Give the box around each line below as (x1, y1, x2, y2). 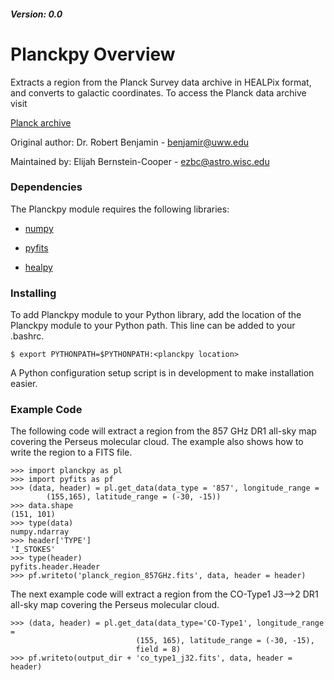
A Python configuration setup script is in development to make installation (10, 367, 315, 379)
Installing (10, 286, 57, 300)
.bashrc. (10, 330, 45, 342)
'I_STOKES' (10, 545, 56, 555)
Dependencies (10, 180, 83, 194)
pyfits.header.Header (10, 562, 101, 572)
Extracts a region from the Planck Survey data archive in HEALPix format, (10, 76, 312, 88)
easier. (10, 378, 38, 390)
